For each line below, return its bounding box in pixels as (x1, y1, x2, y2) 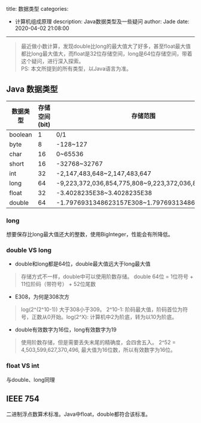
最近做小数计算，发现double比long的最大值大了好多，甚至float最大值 (20, 42, 191, 50)
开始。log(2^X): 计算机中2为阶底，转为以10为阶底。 (50, 314, 178, 321)
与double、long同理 (6, 376, 56, 383)
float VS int (6, 361, 39, 370)
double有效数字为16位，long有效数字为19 (14, 326, 117, 333)
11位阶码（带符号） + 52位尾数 (20, 281, 96, 288)
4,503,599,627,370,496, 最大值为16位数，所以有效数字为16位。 (20, 346, 176, 354)
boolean (9, 130, 32, 139)
